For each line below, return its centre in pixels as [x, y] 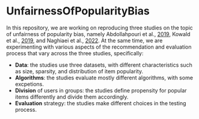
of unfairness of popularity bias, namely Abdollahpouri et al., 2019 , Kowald [98, 34]
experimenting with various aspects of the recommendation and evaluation [99, 47]
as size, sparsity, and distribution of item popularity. [79, 71]
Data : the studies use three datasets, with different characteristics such [103, 65]
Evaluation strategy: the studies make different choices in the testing [100, 103]
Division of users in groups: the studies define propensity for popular [101, 90]
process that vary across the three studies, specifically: [75, 53]
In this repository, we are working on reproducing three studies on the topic [100, 28]
